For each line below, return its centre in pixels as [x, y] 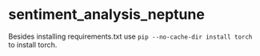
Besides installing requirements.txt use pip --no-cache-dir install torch [130, 36]
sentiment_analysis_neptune [107, 15]
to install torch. [33, 44]
